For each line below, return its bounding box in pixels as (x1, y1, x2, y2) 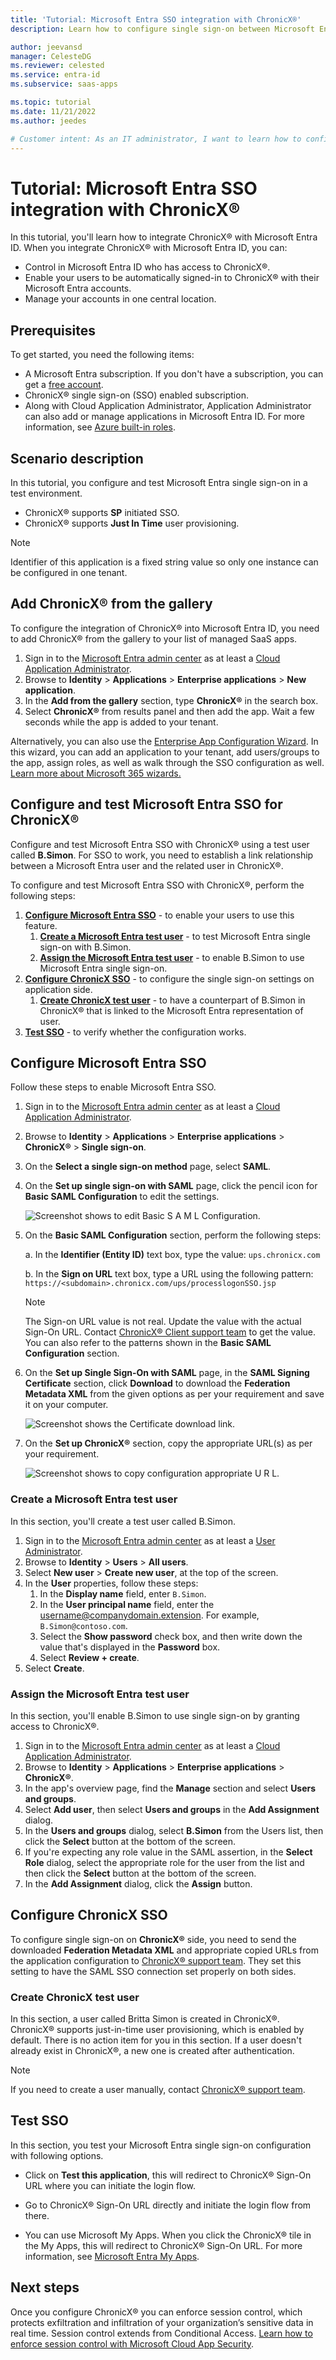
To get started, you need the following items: (10, 349, 195, 361)
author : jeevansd (10, 42, 83, 52)
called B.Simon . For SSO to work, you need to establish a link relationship (10, 849, 314, 861)
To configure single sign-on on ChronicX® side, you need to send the (10, 1933, 297, 1945)
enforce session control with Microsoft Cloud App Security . (10, 2337, 255, 2350)
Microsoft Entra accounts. (24, 282, 132, 295)
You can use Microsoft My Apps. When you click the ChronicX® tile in (24, 2229, 312, 2241)
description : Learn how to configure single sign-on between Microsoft (10, 24, 315, 34)
